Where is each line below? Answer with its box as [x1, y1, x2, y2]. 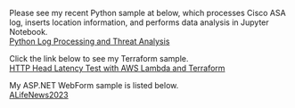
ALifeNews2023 [9, 89, 69, 100]
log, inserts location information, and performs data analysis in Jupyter [9, 17, 269, 28]
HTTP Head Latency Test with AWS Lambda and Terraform [9, 62, 225, 73]
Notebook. [9, 27, 48, 37]
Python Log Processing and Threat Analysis [9, 36, 170, 46]
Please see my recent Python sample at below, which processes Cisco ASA [9, 8, 287, 18]
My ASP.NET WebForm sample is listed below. [9, 80, 179, 90]
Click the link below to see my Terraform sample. [9, 54, 189, 63]
